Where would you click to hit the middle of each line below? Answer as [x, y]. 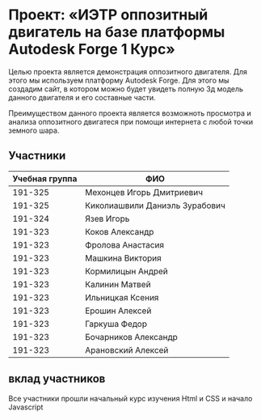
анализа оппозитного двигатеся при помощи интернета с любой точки [131, 121]
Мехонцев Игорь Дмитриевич [144, 192]
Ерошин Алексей [118, 311]
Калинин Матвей [118, 284]
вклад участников [57, 379]
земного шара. [34, 130]
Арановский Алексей [126, 350]
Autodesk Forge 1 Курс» [92, 49]
